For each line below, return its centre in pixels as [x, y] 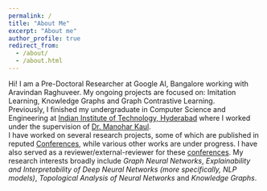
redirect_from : [34, 46]
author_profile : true [45, 38]
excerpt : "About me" [43, 31]
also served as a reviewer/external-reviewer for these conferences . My [126, 152]
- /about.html [39, 61]
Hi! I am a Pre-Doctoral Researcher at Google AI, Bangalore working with [129, 83]
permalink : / [30, 16]
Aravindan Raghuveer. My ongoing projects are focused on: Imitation [122, 92]
